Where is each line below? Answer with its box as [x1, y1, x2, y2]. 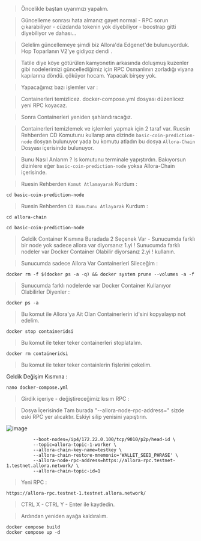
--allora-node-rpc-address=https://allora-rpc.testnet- [32, 457, 176, 463]
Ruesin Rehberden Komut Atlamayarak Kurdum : [20, 181, 138, 187]
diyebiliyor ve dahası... [20, 29, 77, 37]
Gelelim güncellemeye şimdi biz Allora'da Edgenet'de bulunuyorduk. [20, 42, 190, 48]
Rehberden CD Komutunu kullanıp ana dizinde [20, 132, 135, 138]
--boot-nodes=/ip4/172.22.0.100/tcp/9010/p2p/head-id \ [32, 436, 176, 442]
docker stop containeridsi [6, 329, 74, 335]
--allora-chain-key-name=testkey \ [32, 447, 122, 453]
